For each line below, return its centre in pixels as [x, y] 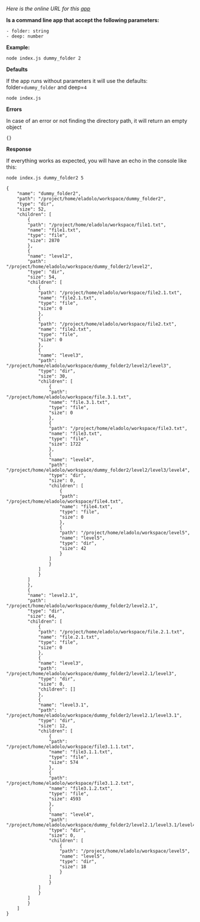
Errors [14, 109]
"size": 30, [53, 376]
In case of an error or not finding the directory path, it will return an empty [97, 121]
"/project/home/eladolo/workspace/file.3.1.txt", [69, 397]
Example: [18, 47]
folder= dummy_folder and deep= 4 [47, 87]
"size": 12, [53, 726]
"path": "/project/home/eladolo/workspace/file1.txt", [97, 225]
